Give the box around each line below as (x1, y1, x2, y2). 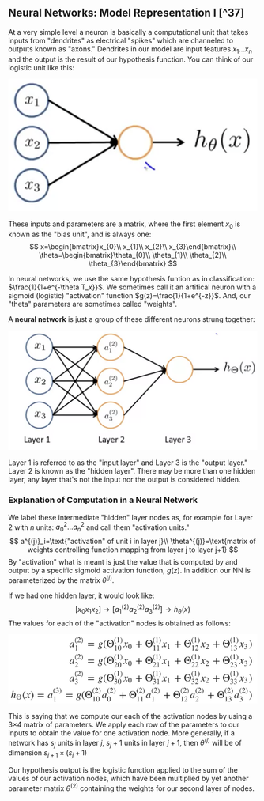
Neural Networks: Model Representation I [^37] (8, 6, 245, 20)
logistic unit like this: (8, 62, 75, 72)
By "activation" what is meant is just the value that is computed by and (8, 557, 239, 567)
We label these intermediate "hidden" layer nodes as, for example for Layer (8, 512, 253, 522)
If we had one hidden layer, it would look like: (8, 591, 155, 600)
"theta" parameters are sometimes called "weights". (8, 299, 178, 308)
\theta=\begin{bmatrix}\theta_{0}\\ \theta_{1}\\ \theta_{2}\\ (39, 250, 227, 259)
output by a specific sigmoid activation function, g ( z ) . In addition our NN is (8, 565, 251, 576)
